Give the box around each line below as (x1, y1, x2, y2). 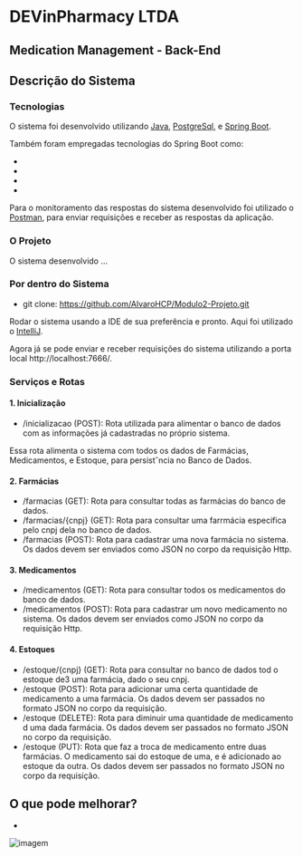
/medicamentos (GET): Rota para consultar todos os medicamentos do (22, 584, 287, 595)
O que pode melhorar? (9, 795, 137, 812)
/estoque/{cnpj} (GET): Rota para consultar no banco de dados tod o (22, 664, 279, 675)
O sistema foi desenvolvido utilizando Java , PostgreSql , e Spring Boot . (9, 120, 271, 132)
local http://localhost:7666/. (9, 352, 113, 363)
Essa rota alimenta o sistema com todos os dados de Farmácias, (9, 445, 249, 456)
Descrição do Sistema (9, 72, 136, 88)
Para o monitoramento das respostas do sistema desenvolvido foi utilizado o (9, 202, 294, 214)
